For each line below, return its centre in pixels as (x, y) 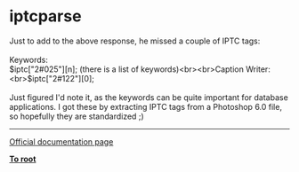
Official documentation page (61, 141)
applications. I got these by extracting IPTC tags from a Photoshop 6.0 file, (146, 106)
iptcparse (45, 16)
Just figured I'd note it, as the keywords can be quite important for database (149, 97)
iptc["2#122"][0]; (64, 78)
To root (23, 159)
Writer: (259, 69)
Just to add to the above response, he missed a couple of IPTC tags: (135, 41)
